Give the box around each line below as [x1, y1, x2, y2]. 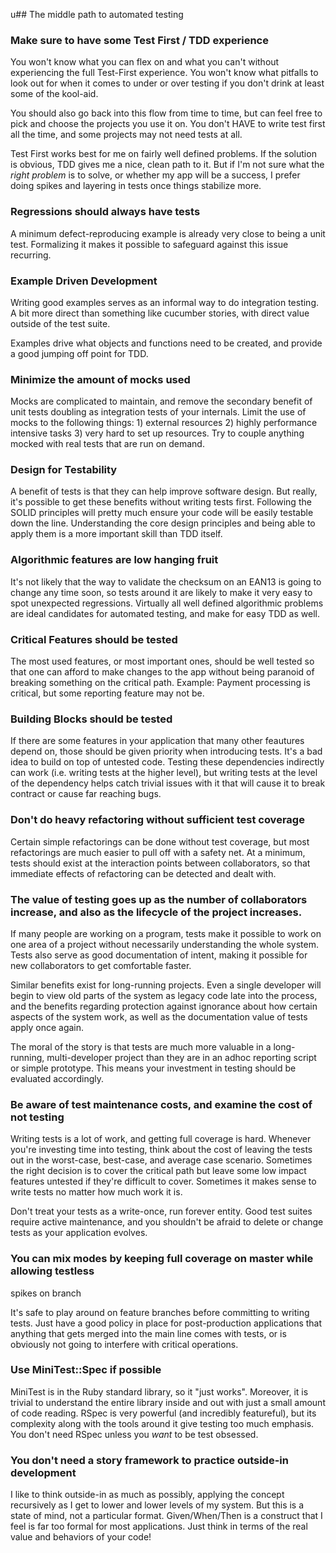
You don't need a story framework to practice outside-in [10, 1453, 289, 1467]
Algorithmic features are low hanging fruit [10, 553, 219, 567]
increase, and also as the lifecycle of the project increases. [10, 905, 303, 919]
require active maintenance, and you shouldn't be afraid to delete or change [10, 1216, 324, 1228]
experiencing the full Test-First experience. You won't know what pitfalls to [10, 67, 319, 79]
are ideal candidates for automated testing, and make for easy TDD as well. [10, 607, 320, 619]
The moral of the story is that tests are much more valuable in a [10, 1040, 272, 1053]
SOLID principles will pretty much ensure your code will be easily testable [10, 507, 314, 519]
